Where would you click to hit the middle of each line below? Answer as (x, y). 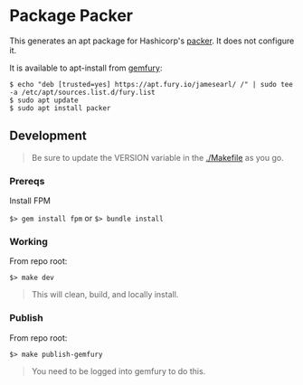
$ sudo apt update (44, 100)
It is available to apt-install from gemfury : (86, 68)
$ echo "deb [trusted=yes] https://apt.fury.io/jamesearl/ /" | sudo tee (151, 84)
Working (28, 241)
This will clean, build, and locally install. (105, 295)
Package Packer (71, 16)
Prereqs (27, 181)
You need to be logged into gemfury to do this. (118, 371)
